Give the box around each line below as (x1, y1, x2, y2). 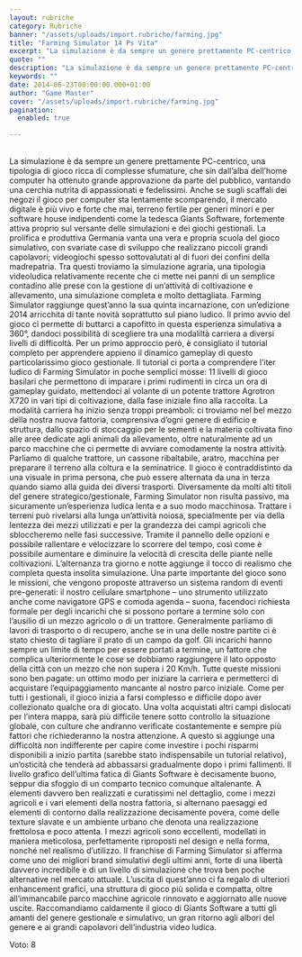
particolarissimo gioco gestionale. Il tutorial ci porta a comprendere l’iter (9, 357, 276, 368)
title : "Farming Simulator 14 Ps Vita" (9, 38, 159, 48)
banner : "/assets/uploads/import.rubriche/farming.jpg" (9, 30, 223, 39)
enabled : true (17, 114, 70, 123)
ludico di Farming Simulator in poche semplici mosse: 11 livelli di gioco (9, 367, 268, 378)
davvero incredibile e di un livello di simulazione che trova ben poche (9, 864, 265, 875)
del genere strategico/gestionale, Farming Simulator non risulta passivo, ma (9, 491, 289, 502)
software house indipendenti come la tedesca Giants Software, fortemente (9, 214, 285, 224)
